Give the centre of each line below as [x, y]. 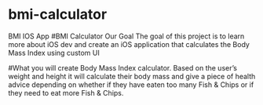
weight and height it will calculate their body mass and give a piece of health [132, 76]
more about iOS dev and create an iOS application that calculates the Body [129, 44]
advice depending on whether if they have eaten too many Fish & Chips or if [131, 85]
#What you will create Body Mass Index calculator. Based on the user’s [123, 67]
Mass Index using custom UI [54, 52]
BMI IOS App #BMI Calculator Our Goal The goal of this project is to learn [126, 36]
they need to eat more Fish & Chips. [66, 92]
